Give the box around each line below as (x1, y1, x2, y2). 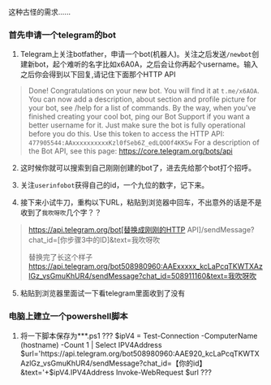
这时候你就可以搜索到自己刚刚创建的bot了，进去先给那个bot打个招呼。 (19, 163, 256, 173)
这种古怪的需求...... (8, 7, 71, 16)
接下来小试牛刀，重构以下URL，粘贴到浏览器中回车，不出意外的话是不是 (19, 197, 262, 207)
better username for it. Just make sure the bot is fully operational (28, 120, 246, 130)
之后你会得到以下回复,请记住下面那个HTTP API (19, 70, 176, 80)
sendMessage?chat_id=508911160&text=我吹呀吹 (92, 271, 257, 281)
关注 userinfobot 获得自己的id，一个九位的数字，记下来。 (19, 180, 209, 190)
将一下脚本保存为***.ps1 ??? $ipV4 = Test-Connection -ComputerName (19, 331, 258, 340)
